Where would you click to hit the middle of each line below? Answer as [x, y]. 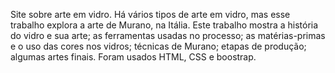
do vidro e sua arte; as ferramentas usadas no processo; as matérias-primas [168, 35]
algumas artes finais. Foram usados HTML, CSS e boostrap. [133, 57]
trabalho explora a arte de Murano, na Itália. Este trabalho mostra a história [164, 25]
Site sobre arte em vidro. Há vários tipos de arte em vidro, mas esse [150, 14]
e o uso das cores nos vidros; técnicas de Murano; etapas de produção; [158, 46]
